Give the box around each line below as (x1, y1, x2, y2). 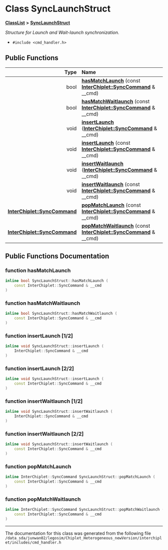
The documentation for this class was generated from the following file (5, 530, 151, 536)
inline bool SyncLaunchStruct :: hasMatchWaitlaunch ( (5, 311, 117, 316)
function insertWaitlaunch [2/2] (5, 430, 84, 437)
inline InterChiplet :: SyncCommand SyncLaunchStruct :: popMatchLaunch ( (5, 474, 155, 479)
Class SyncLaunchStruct (5, 3, 111, 15)
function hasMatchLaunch (5, 267, 71, 274)
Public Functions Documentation (5, 252, 109, 260)
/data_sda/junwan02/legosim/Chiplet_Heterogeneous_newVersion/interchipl (5, 535, 162, 540)
